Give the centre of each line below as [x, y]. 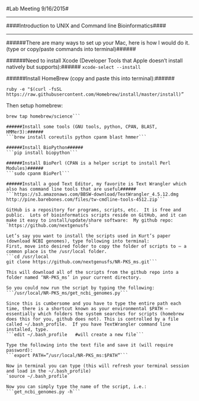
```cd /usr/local [28, 257]
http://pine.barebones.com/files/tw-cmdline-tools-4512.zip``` [86, 200]
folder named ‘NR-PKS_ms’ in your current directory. [74, 277]
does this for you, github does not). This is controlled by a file [92, 319]
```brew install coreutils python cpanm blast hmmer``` [76, 137]
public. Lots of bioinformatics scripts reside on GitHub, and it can [96, 215]
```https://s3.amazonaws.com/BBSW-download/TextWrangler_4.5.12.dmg [92, 194]
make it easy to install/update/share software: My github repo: [90, 220]
